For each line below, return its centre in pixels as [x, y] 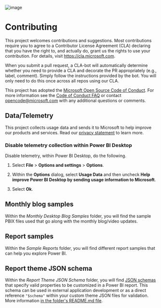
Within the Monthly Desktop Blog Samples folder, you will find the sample [78, 216]
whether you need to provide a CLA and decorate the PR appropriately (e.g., [81, 70]
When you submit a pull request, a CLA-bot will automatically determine [76, 65]
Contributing [31, 27]
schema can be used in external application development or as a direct [76, 291]
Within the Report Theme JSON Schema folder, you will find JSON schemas [80, 280]
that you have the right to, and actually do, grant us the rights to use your [78, 50]
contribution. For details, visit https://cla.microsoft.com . [60, 56]
